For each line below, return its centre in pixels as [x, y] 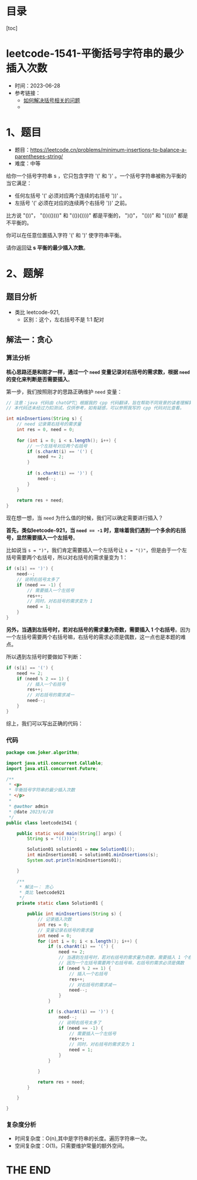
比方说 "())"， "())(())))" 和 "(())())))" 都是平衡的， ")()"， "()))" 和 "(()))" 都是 [97, 215]
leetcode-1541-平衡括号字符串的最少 [95, 54]
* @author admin [28, 806]
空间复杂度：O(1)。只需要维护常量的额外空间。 [71, 1146]
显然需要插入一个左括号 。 [47, 538]
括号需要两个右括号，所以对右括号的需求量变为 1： [67, 558]
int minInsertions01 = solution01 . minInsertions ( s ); [93, 855]
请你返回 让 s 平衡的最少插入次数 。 [47, 247]
